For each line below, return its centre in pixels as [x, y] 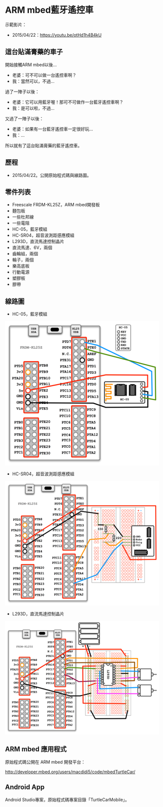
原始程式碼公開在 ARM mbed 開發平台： [45, 762]
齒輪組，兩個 [25, 254]
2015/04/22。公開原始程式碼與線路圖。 [52, 175]
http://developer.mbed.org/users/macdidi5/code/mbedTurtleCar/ [70, 772]
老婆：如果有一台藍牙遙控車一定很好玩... [52, 129]
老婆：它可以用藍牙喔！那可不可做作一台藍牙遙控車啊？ [68, 102]
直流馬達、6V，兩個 [32, 247]
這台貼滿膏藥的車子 [34, 52]
